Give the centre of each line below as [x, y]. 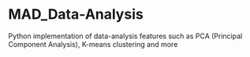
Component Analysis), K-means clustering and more [93, 44]
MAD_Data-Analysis [76, 14]
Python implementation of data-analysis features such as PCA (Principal [125, 36]
